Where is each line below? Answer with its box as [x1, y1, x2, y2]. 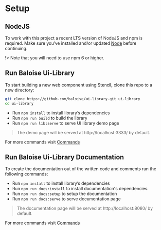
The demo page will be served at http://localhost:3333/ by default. [17, 129, 151, 135]
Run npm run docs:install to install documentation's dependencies [12, 186, 147, 192]
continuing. [5, 46, 28, 51]
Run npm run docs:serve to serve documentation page [12, 196, 121, 202]
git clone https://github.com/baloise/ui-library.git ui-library [5, 96, 140, 101]
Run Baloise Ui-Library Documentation [5, 153, 124, 161]
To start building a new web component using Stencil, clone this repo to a [5, 82, 152, 88]
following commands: [5, 171, 48, 177]
